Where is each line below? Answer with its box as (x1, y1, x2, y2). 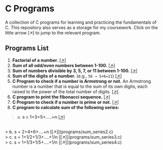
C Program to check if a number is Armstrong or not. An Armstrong (12, 78, 151, 84)
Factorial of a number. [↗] (12, 57, 66, 63)
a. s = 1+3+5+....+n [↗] (17, 114, 65, 120)
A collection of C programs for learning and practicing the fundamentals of (5, 19, 157, 25)
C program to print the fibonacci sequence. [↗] (12, 94, 111, 100)
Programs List (5, 44, 49, 52)
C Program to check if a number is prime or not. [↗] (12, 99, 119, 105)
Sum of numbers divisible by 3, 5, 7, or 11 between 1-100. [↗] (12, 68, 138, 74)
